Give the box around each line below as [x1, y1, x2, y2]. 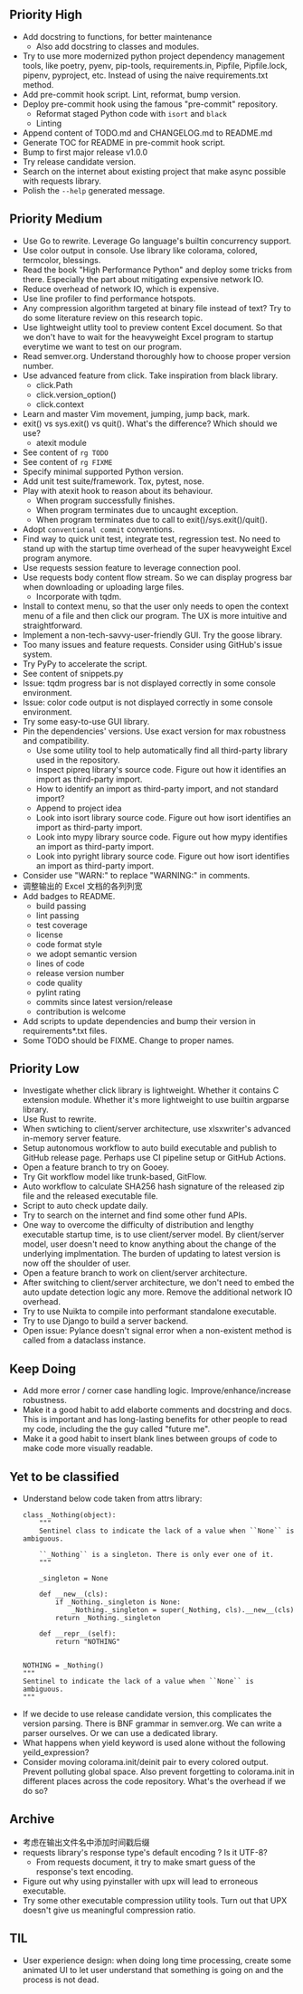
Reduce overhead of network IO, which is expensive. [22, 283, 220, 294]
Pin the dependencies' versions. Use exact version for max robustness [22, 726, 287, 736]
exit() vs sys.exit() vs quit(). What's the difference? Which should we [22, 418, 278, 429]
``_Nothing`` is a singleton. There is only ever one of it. [39, 1551, 274, 1560]
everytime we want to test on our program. [22, 341, 183, 352]
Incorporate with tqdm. [35, 591, 122, 602]
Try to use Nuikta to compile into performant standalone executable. [22, 1306, 278, 1317]
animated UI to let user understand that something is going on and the [22, 1964, 284, 1975]
